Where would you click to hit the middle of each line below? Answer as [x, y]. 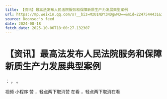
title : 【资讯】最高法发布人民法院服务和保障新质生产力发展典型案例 [67, 10]
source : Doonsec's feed [30, 19]
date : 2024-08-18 [23, 24]
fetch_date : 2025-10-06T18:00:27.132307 [48, 28]
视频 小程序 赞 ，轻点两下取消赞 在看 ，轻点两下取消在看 [63, 92]
